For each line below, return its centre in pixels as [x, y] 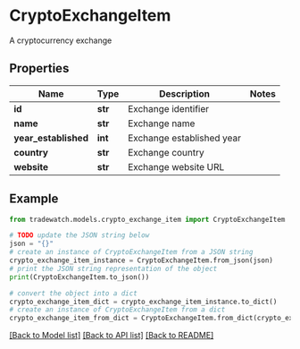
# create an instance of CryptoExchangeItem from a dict [117, 310]
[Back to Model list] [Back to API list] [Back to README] [112, 336]
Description [184, 93]
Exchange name [162, 123]
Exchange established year [184, 138]
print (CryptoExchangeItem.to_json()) [79, 277]
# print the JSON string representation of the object [113, 268]
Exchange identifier [169, 108]
